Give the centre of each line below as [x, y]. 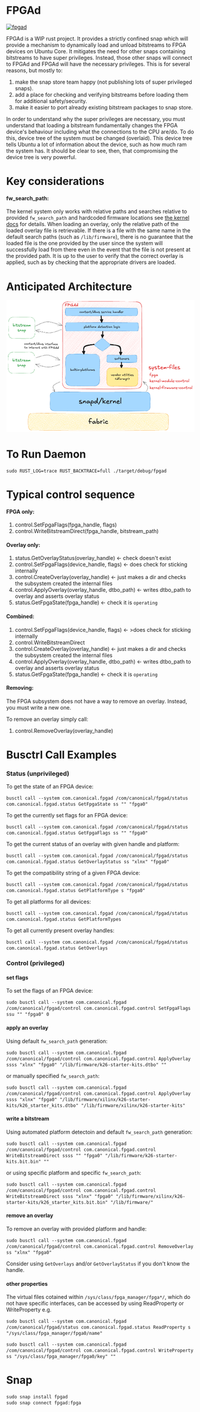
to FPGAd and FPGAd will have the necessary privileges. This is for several [98, 64]
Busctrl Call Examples [61, 755]
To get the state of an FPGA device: [50, 787]
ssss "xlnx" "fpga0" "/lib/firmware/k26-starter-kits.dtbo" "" [87, 1065]
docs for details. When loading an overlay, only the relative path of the [93, 224]
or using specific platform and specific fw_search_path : [74, 1173]
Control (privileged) [36, 963]
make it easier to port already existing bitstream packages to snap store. [104, 107]
